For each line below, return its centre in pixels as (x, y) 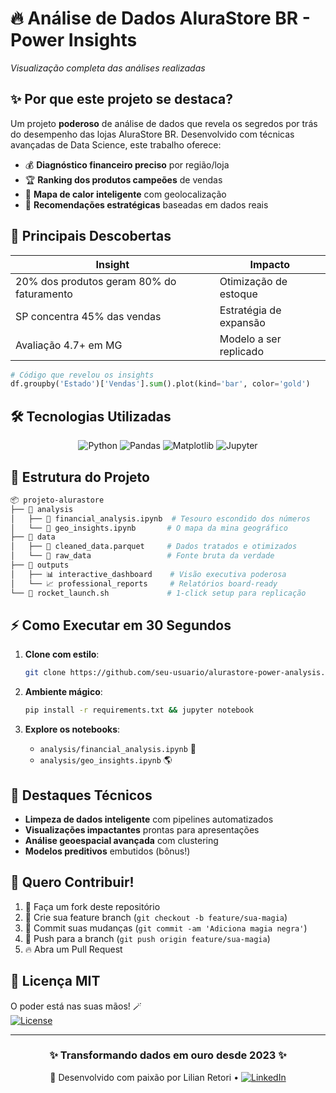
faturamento (44, 294)
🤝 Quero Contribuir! (72, 882)
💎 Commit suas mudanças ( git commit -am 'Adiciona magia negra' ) (166, 928)
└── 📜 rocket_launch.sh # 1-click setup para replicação (158, 593)
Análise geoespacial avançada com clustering (121, 840)
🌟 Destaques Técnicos (81, 795)
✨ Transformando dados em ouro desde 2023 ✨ (168, 1055)
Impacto (270, 264)
